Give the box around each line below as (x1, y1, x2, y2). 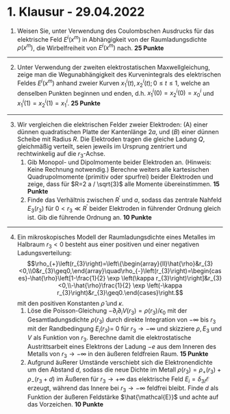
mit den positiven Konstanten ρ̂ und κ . (16, 299, 125, 308)
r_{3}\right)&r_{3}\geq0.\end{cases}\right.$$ (57, 289, 183, 297)
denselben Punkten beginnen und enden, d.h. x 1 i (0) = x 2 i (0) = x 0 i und (16, 88, 214, 99)
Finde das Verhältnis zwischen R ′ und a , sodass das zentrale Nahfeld (27, 194, 222, 204)
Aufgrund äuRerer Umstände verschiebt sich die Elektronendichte (27, 359, 213, 367)
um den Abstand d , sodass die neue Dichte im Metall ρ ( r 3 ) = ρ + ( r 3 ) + (27, 365, 221, 376)
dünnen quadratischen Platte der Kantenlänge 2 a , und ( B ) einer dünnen (16, 127, 219, 135)
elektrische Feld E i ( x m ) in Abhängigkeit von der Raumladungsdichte (16, 34, 207, 43)
